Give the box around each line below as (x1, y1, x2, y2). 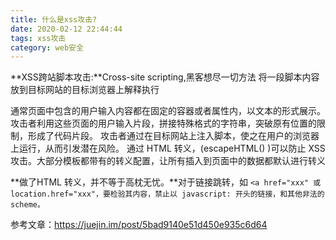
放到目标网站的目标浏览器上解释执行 (10, 84, 160, 96)
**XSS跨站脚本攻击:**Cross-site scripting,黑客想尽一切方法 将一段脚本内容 (10, 71, 320, 83)
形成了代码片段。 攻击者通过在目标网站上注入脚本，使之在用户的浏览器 (27, 130, 320, 142)
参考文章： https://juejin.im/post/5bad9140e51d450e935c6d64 (10, 219, 268, 231)
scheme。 (10, 200, 45, 210)
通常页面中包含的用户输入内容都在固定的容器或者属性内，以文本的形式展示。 (10, 105, 326, 117)
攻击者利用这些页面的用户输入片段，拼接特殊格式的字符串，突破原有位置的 (10, 117, 317, 130)
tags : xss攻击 (10, 33, 67, 43)
